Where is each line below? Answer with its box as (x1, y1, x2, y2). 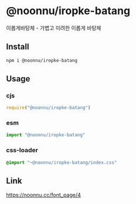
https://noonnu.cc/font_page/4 (6, 192, 81, 199)
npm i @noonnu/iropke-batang (6, 57, 78, 63)
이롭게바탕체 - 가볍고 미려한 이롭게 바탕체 (6, 24, 101, 31)
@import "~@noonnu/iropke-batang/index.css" (6, 159, 117, 166)
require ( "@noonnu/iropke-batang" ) (6, 105, 91, 111)
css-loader (6, 146, 38, 154)
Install (6, 42, 29, 52)
